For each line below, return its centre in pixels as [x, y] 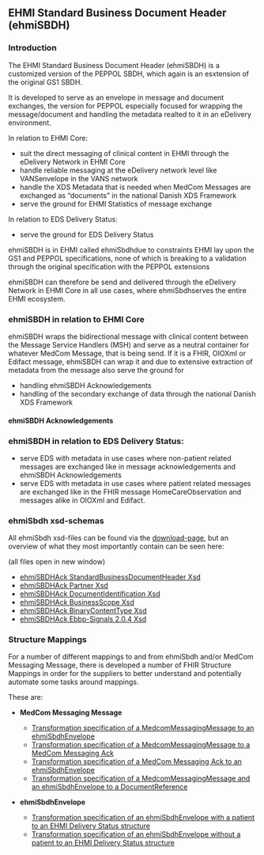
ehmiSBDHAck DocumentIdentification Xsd [90, 594]
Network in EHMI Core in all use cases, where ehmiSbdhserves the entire [127, 290]
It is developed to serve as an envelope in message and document [116, 97]
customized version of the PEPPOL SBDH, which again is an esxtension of [128, 74]
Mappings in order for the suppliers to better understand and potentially [125, 674]
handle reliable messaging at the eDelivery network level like [118, 170]
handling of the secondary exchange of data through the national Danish [138, 393]
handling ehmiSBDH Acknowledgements [85, 385]
